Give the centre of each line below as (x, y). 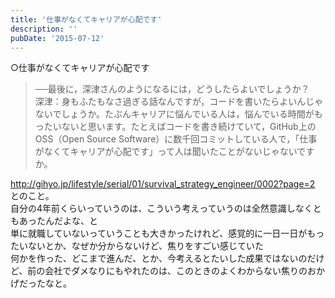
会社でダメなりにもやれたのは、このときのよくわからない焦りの (176, 271)
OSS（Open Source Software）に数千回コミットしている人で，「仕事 (176, 139)
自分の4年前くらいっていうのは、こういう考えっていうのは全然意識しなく (161, 208)
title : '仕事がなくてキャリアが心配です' (86, 19)
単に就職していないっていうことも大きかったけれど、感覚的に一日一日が (159, 233)
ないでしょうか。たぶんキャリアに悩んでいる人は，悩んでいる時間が (174, 114)
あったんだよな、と (58, 221)
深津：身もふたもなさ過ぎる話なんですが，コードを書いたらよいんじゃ (179, 102)
